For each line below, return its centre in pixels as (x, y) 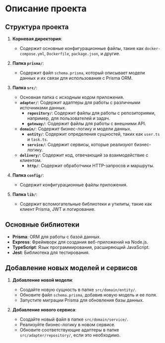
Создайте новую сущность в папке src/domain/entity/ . (78, 290)
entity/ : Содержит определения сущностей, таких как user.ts (93, 134)
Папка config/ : (28, 175)
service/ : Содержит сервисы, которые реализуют (80, 145)
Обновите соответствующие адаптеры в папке (69, 330)
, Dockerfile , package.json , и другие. (82, 53)
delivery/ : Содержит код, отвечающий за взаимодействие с (84, 155)
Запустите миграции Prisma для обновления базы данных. (82, 300)
